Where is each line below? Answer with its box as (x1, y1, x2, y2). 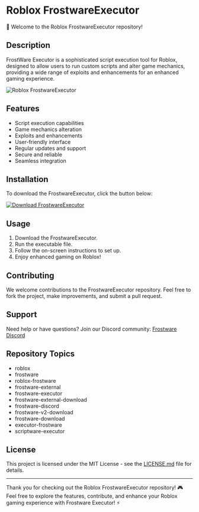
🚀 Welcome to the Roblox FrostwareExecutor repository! (6, 23, 143, 30)
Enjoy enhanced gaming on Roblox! (14, 253, 101, 261)
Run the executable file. (14, 241, 73, 248)
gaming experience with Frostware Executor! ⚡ (6, 499, 120, 507)
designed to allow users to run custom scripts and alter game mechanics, (6, 62, 185, 69)
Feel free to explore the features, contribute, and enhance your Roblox (6, 492, 178, 500)
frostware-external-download (14, 396, 88, 403)
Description (6, 40, 50, 50)
